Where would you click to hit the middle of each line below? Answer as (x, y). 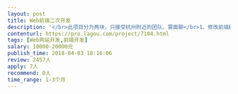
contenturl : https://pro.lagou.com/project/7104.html (89, 34)
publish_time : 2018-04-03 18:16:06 (60, 54)
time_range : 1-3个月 (36, 80)
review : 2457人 (29, 60)
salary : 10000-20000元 (40, 47)
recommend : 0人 (29, 73)
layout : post (27, 14)
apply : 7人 (23, 66)
